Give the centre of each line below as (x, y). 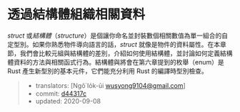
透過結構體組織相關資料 (76, 15)
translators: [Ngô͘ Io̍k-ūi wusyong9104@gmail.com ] (110, 85)
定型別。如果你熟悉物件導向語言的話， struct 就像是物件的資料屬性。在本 (114, 44)
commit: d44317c (61, 94)
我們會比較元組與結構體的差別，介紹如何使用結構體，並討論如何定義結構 (126, 53)
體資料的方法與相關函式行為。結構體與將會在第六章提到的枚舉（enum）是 (116, 62)
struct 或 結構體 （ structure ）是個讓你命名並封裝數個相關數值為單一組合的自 (118, 35)
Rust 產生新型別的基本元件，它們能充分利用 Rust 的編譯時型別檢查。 (108, 71)
